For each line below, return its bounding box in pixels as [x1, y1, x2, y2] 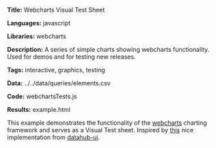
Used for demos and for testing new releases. [7, 53, 136, 61]
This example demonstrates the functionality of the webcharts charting [7, 119, 207, 127]
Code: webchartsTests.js [7, 92, 77, 100]
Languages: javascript [7, 19, 71, 27]
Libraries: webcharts [7, 32, 66, 40]
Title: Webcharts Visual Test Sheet [7, 6, 105, 14]
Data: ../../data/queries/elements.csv [7, 79, 111, 87]
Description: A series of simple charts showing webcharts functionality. [7, 46, 210, 53]
